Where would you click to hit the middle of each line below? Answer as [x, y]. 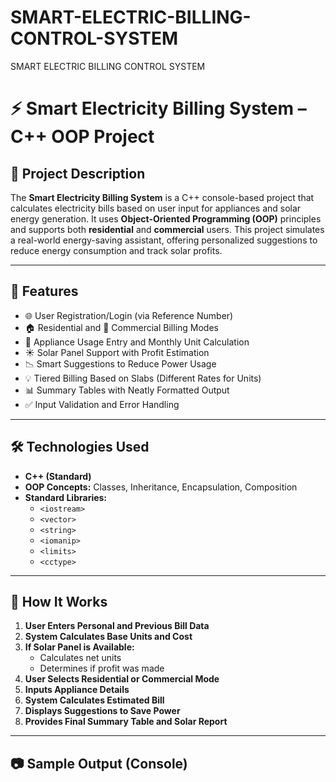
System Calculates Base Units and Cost [108, 637]
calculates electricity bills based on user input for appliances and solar [156, 208]
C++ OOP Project [82, 137]
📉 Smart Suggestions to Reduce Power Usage [120, 363]
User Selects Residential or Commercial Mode [122, 679]
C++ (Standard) [58, 476]
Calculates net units [80, 658]
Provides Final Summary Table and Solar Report [126, 722]
